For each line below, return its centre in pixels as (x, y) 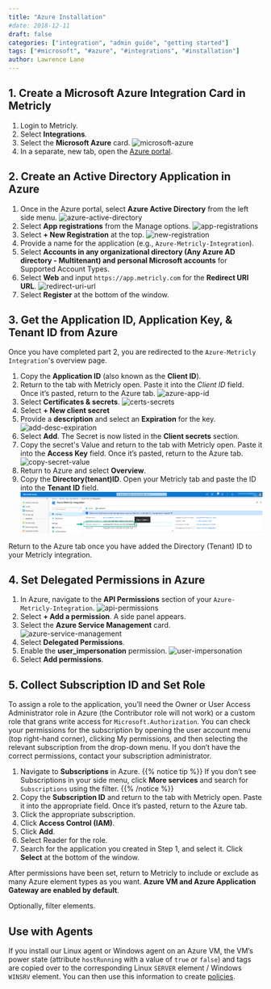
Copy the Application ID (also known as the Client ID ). (110, 377)
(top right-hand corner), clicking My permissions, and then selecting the (128, 739)
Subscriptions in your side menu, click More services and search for (134, 781)
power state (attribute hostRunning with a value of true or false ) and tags (130, 960)
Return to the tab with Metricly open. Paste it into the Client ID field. (132, 385)
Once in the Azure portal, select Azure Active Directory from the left (134, 208)
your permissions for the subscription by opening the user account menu (130, 730)
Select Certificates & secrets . (70, 402)
